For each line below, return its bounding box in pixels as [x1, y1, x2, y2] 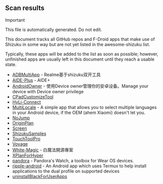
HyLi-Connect [12, 99, 41, 105]
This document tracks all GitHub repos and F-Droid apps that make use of [5, 36, 155, 42]
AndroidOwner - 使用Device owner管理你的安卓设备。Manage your [12, 83, 149, 89]
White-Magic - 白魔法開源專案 [12, 147, 74, 152]
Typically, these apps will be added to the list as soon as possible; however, [5, 51, 159, 57]
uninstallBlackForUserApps [12, 173, 67, 179]
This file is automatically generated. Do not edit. [5, 27, 102, 33]
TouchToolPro [12, 136, 41, 142]
